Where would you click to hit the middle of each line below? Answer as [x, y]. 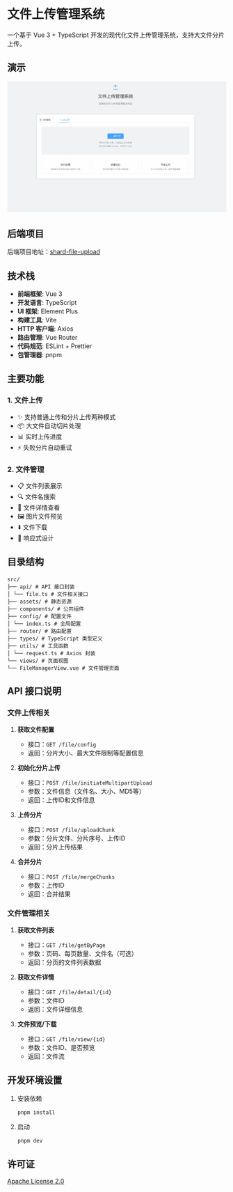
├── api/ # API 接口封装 [41, 587]
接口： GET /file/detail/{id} [70, 991]
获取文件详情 [35, 977]
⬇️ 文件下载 [32, 527]
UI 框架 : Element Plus [48, 311]
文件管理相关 [29, 913]
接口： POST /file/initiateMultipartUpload [90, 782]
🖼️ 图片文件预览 [40, 517]
